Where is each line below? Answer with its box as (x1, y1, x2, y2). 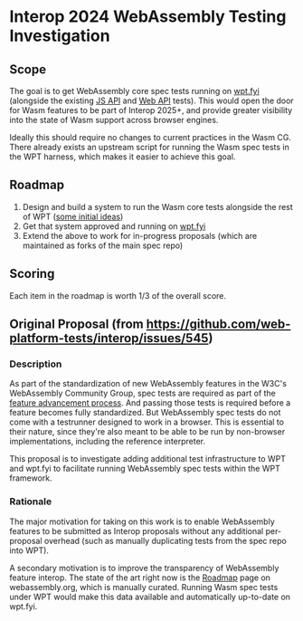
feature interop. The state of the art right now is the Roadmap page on (9, 572, 271, 583)
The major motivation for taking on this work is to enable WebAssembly (9, 516, 275, 527)
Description (9, 358, 62, 370)
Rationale (9, 495, 52, 508)
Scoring (9, 266, 55, 282)
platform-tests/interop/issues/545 (9, 330, 209, 346)
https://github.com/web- (146, 317, 291, 332)
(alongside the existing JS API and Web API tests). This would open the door (9, 95, 294, 106)
